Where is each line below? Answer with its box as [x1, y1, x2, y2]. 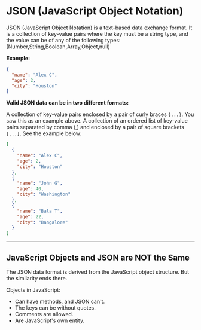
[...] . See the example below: [6, 130, 82, 137]
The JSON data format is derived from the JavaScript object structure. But [6, 268, 190, 276]
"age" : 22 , [17, 213, 44, 219]
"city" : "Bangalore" [17, 219, 68, 225]
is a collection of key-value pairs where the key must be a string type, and [6, 30, 188, 37]
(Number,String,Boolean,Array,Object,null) [6, 43, 111, 50]
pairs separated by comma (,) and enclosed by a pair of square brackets [6, 124, 184, 131]
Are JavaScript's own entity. [14, 317, 85, 324]
